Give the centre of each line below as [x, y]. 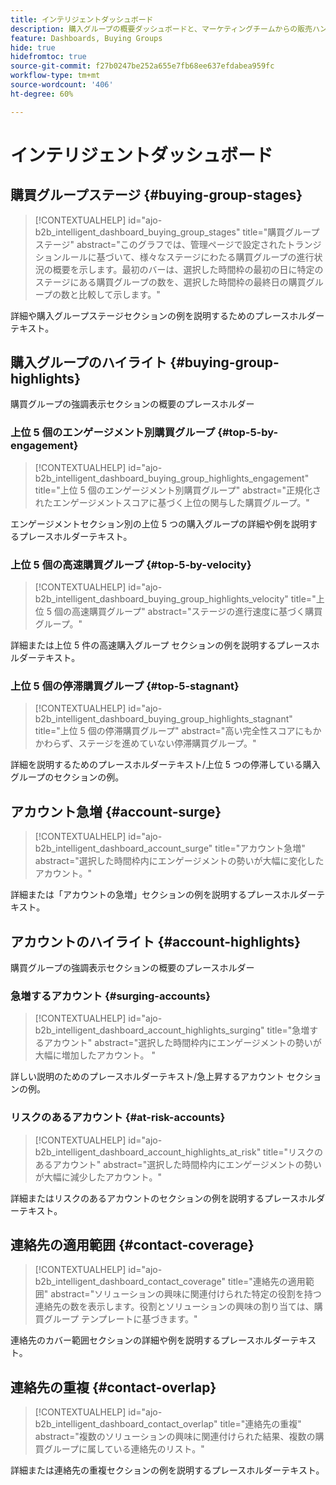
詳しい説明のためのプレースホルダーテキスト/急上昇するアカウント [147, 1077]
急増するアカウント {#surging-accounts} [110, 996]
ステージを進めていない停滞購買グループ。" [167, 743]
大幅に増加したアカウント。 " [95, 1055]
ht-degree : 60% [42, 94]
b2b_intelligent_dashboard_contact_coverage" [130, 1282]
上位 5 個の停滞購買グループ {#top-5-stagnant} [125, 686]
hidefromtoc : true [48, 57]
